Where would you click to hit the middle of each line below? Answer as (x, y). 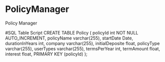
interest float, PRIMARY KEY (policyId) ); (46, 54)
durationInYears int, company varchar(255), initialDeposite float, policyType (82, 43)
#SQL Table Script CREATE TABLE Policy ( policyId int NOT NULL (72, 32)
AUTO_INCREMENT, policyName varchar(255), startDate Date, (69, 38)
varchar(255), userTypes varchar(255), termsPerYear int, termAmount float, (83, 48)
